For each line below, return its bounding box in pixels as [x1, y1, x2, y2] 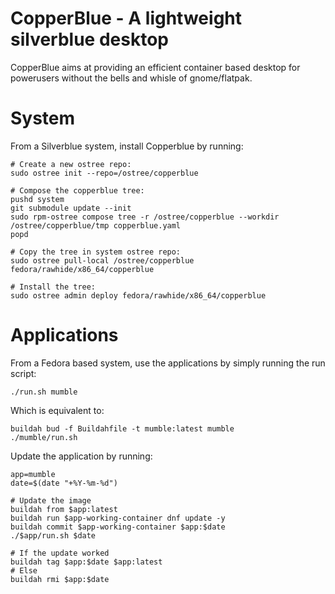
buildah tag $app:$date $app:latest [10, 557, 163, 567]
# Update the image [10, 495, 92, 506]
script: [10, 367, 37, 379]
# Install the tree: [10, 282, 97, 292]
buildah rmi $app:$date [10, 574, 110, 584]
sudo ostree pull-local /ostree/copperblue [10, 255, 195, 266]
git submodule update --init [10, 203, 132, 213]
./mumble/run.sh [10, 432, 78, 442]
